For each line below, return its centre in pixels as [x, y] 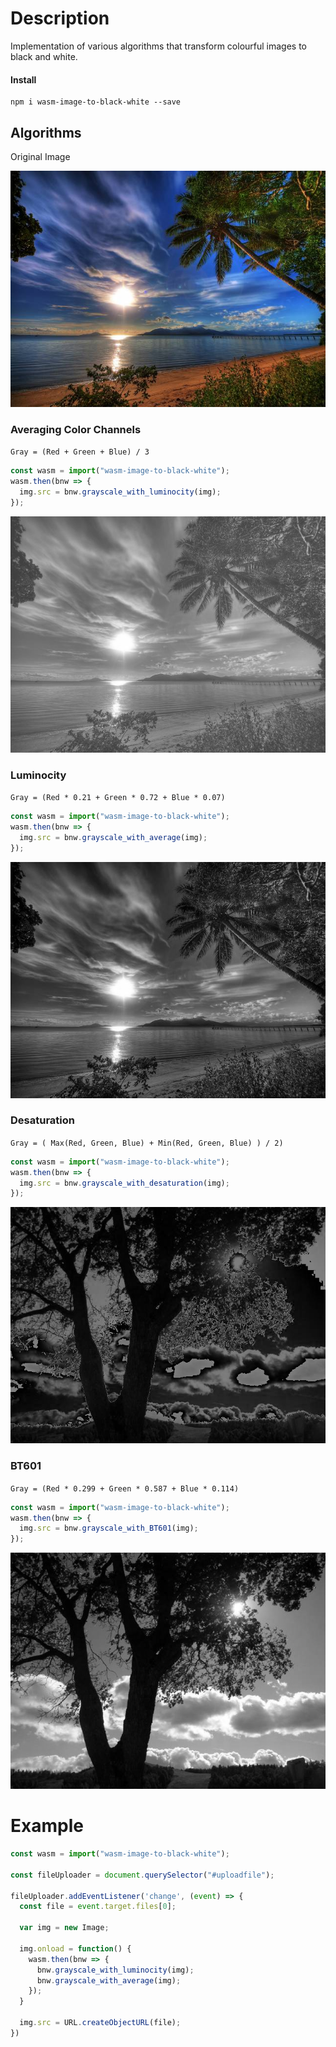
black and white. [44, 56]
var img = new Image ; [64, 1928]
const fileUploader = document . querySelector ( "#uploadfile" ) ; [142, 1875]
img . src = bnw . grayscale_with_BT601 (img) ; [109, 1528]
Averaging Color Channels [76, 429]
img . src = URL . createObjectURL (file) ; [100, 2023]
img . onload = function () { [75, 1948]
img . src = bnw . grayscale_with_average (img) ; [113, 837]
